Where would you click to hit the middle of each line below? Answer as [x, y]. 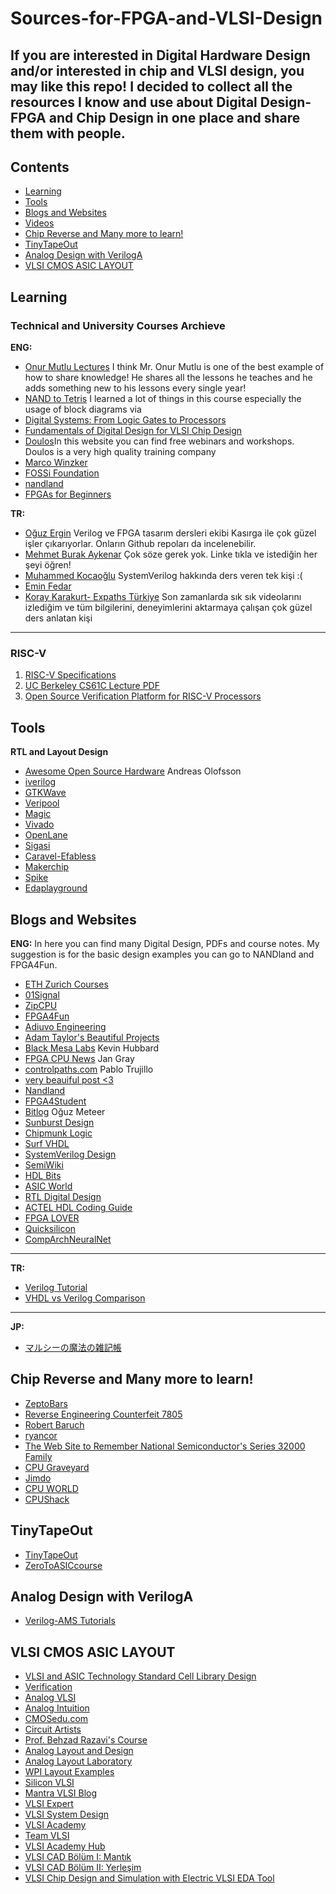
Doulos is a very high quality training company [120, 452]
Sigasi [37, 846]
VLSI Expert [49, 1804]
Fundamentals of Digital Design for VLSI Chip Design [133, 431]
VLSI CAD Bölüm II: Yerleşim [83, 1868]
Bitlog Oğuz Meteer [65, 1111]
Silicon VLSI [49, 1783]
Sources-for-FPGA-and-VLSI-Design [166, 18]
